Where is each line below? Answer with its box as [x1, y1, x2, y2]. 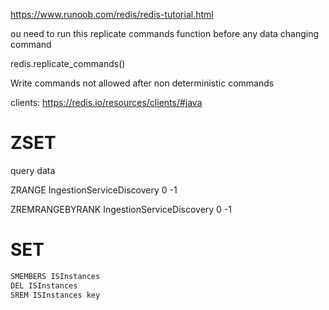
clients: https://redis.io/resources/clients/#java [10, 97, 203, 108]
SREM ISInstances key [10, 290, 101, 300]
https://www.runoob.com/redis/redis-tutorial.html [10, 9, 214, 20]
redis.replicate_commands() [10, 58, 126, 69]
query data [10, 164, 56, 176]
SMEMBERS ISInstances [10, 271, 101, 281]
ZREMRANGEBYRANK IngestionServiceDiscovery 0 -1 [10, 203, 232, 215]
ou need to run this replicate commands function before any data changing [10, 28, 320, 39]
